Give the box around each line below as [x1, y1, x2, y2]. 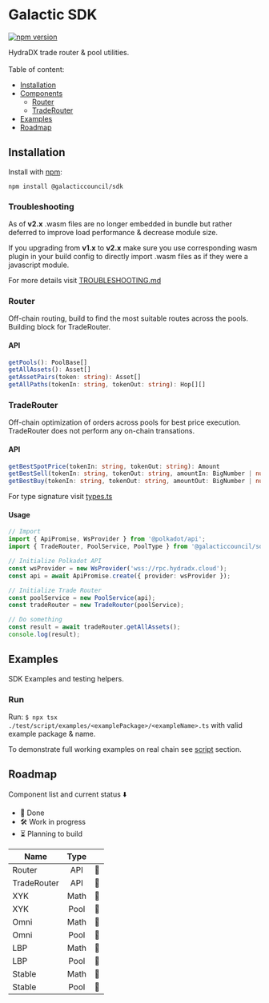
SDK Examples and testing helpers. [8, 673, 124, 683]
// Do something [8, 616, 62, 624]
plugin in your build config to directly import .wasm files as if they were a [8, 252, 248, 262]
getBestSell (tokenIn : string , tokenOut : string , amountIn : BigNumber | [8, 470, 252, 478]
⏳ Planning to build [19, 829, 82, 838]
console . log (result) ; [8, 630, 81, 638]
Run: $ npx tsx [8, 712, 58, 721]
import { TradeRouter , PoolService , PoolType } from [8, 542, 188, 551]
